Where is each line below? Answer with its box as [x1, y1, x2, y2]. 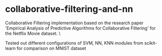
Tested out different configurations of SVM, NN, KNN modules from [5, 40, 144, 46]
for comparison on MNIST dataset [16, 45, 86, 51]
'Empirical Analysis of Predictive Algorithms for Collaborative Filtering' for [5, 25, 156, 31]
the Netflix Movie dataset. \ [5, 30, 61, 36]
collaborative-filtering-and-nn [5, 3, 133, 15]
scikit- [144, 40, 158, 46]
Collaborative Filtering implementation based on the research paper [5, 20, 144, 26]
